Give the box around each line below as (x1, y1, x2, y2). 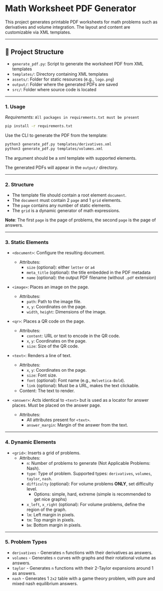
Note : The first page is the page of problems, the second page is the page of (5, 217, 156, 223)
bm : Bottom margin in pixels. (26, 522, 82, 528)
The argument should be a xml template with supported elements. (5, 155, 137, 161)
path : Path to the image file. (26, 299, 81, 305)
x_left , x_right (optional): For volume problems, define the (26, 501, 146, 507)
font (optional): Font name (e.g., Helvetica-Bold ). (26, 378, 125, 383)
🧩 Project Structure (5, 48, 64, 56)
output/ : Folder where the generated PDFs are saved (12, 81, 118, 87)
